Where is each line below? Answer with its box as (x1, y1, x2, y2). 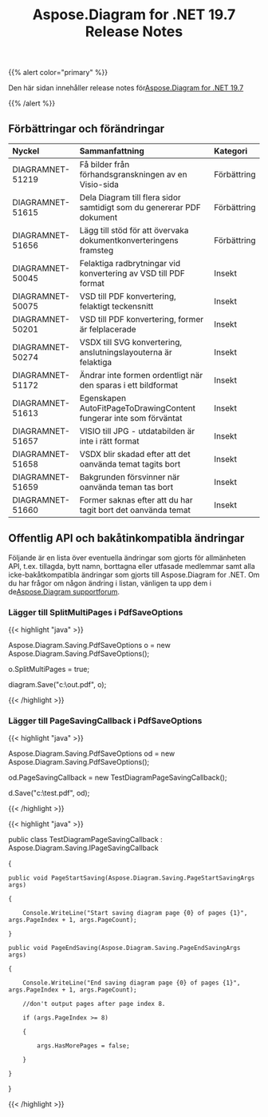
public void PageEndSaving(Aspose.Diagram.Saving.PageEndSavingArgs (8, 944, 241, 952)
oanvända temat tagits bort (79, 459, 181, 469)
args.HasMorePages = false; (37, 1042, 130, 1050)
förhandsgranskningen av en (79, 169, 187, 180)
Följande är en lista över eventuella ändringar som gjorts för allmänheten (8, 553, 246, 562)
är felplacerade (79, 324, 137, 335)
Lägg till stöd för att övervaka (79, 225, 189, 236)
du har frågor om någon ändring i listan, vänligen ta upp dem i (8, 578, 211, 588)
